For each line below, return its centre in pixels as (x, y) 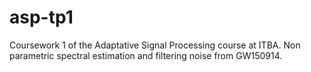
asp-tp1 (41, 17)
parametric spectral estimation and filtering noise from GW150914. (146, 55)
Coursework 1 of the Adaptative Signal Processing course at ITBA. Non (155, 45)
